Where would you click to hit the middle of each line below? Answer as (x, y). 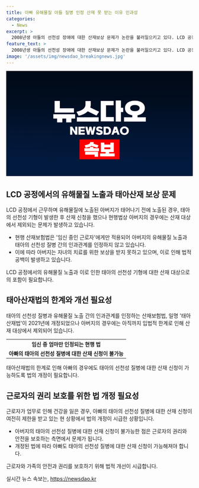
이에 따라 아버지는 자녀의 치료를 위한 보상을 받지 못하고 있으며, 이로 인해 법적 (103, 252)
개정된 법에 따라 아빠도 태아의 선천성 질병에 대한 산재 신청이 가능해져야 (96, 446)
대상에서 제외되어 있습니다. (43, 330)
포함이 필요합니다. (33, 280)
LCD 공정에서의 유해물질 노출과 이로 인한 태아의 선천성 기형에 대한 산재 (88, 272)
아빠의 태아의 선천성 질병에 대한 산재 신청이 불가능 (66, 353)
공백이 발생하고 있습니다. (43, 260)
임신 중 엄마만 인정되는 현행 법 (66, 344)
